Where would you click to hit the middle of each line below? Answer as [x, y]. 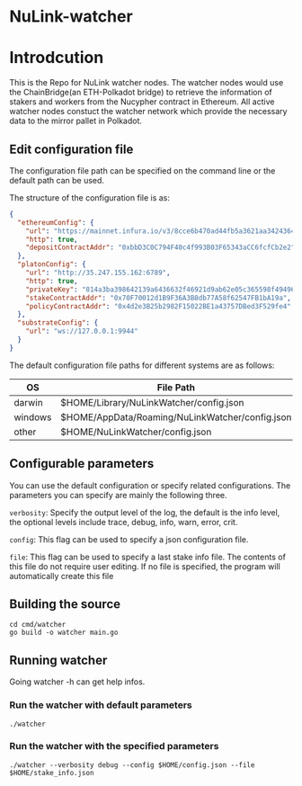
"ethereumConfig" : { [56, 222]
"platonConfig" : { [52, 264]
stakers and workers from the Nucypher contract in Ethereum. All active [142, 102]
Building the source [65, 604]
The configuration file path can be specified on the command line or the [142, 170]
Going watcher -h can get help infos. [77, 682]
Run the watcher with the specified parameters [114, 746]
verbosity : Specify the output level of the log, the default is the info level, [145, 512]
